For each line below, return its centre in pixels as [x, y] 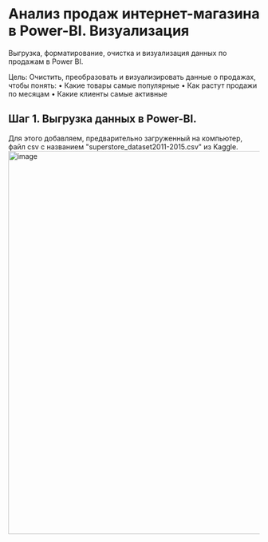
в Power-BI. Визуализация [99, 31]
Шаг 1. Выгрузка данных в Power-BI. [102, 119]
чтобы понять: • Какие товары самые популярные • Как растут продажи [133, 85]
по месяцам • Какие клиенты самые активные [88, 93]
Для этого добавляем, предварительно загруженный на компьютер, [126, 138]
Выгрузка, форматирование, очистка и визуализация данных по [118, 53]
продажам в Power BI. [46, 61]
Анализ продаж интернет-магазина [134, 14]
